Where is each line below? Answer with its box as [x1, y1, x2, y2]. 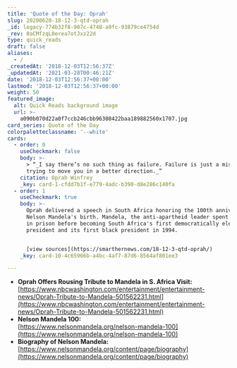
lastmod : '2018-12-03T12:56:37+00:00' [7, 82, 121, 90]
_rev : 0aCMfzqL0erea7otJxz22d [7, 30, 97, 37]
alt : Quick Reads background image [13, 102, 119, 109]
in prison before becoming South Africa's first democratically [25, 220, 219, 227]
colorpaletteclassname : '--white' [7, 128, 109, 135]
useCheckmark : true [20, 194, 78, 201]
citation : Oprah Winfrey [20, 174, 93, 181]
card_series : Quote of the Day [7, 121, 99, 129]
